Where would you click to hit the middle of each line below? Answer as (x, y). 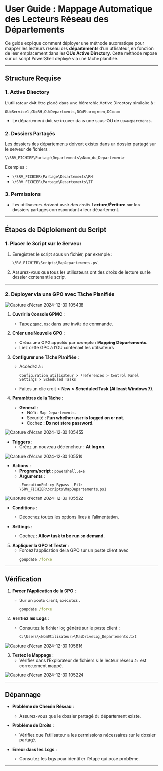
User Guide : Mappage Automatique (79, 9)
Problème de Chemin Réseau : (43, 706)
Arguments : (32, 476)
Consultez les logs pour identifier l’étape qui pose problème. (79, 758)
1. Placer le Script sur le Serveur (43, 243)
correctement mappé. (41, 665)
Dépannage (23, 695)
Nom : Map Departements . (51, 413)
